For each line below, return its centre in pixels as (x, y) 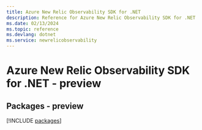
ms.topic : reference (33, 29)
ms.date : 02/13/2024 (33, 23)
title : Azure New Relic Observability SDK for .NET (73, 12)
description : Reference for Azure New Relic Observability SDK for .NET (101, 18)
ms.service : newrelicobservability (52, 40)
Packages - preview (45, 106)
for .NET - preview (54, 84)
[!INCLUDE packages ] (34, 121)
